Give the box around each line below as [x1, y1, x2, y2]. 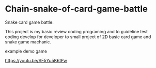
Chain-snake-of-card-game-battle [5, 3, 148, 14]
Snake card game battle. [5, 19, 54, 25]
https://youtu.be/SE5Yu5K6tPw [5, 57, 67, 63]
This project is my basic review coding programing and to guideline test [5, 28, 148, 34]
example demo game [5, 48, 47, 54]
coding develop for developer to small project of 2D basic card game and [5, 34, 151, 40]
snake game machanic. [5, 39, 51, 44]
